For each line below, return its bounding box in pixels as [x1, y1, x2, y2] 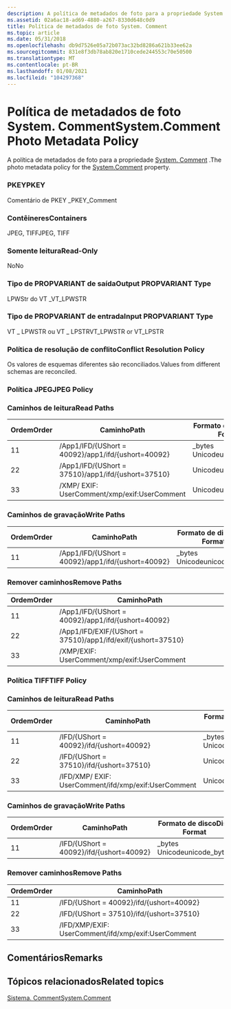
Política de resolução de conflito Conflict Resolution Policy [7, 344, 205, 354]
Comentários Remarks [7, 952, 103, 964]
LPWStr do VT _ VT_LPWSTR [7, 294, 87, 303]
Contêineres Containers [7, 213, 87, 222]
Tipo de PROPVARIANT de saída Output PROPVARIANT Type [7, 279, 212, 289]
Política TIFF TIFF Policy [7, 676, 87, 685]
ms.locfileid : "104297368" [7, 74, 85, 81]
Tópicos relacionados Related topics [7, 975, 164, 987]
